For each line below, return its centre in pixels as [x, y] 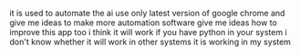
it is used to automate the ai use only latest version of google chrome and [147, 13]
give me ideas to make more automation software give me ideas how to [144, 23]
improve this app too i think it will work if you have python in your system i [148, 32]
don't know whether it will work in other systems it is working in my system [150, 42]
